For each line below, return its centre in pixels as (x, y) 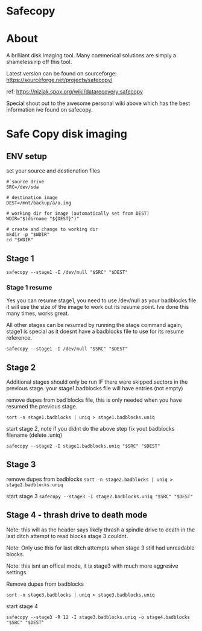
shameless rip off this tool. (39, 62)
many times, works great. (38, 313)
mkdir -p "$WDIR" (28, 235)
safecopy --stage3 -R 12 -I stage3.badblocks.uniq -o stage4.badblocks (98, 617)
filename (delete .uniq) (34, 435)
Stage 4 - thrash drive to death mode (77, 515)
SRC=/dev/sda (23, 187)
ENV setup (27, 156)
